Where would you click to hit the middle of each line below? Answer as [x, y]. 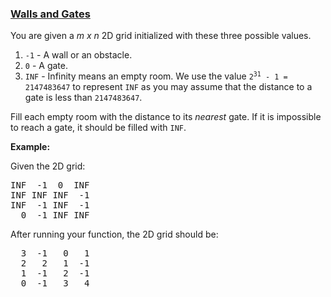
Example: [30, 147]
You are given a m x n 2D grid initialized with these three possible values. [161, 36]
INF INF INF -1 [50, 195]
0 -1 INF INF [55, 215]
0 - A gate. [46, 66]
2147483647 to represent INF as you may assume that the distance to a [168, 87]
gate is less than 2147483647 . [83, 98]
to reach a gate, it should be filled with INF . [98, 128]
